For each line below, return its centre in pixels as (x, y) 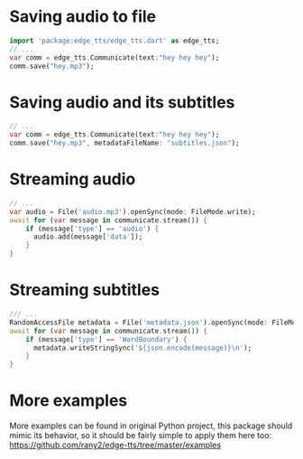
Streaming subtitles (85, 290)
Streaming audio (73, 179)
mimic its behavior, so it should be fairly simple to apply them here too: (141, 436)
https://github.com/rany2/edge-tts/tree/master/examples (115, 445)
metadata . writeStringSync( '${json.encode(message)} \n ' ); (142, 348)
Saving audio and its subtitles (122, 102)
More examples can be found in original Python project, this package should (151, 426)
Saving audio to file (83, 17)
